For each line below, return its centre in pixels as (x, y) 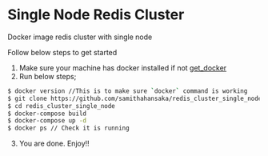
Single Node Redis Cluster (96, 15)
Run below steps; (48, 76)
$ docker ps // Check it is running (68, 128)
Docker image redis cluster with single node (80, 37)
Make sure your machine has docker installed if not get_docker (123, 68)
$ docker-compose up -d (47, 121)
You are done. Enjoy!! (54, 144)
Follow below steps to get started (62, 52)
